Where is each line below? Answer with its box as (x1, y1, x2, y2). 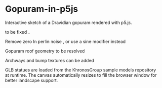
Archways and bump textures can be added (5, 57, 94, 63)
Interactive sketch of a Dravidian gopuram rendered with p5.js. (5, 20, 132, 25)
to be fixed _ (5, 29, 31, 35)
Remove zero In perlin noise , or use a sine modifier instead (5, 38, 126, 44)
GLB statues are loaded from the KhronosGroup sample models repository (5, 67, 157, 73)
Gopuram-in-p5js (5, 3, 78, 15)
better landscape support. (5, 77, 58, 83)
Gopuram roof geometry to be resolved (5, 48, 85, 54)
